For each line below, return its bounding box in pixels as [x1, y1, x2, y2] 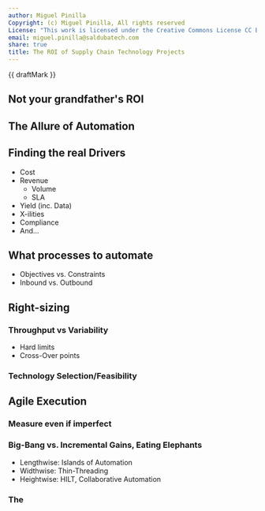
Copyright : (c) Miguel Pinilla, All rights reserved [8, 19, 185, 27]
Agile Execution [8, 395, 88, 408]
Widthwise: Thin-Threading [19, 466, 109, 476]
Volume [31, 184, 57, 193]
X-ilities [19, 209, 45, 218]
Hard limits [19, 342, 55, 352]
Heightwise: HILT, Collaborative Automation [19, 474, 162, 483]
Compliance [19, 218, 59, 227]
